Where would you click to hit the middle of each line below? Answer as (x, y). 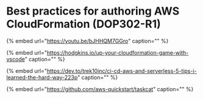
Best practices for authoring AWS (93, 11)
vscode (16, 59)
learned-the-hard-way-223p (42, 77)
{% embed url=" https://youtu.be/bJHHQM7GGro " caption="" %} (87, 41)
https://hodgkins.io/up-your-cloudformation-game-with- (118, 52)
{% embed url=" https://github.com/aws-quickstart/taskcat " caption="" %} (100, 89)
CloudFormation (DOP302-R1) (84, 24)
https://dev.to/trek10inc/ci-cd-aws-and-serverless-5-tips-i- (122, 70)
